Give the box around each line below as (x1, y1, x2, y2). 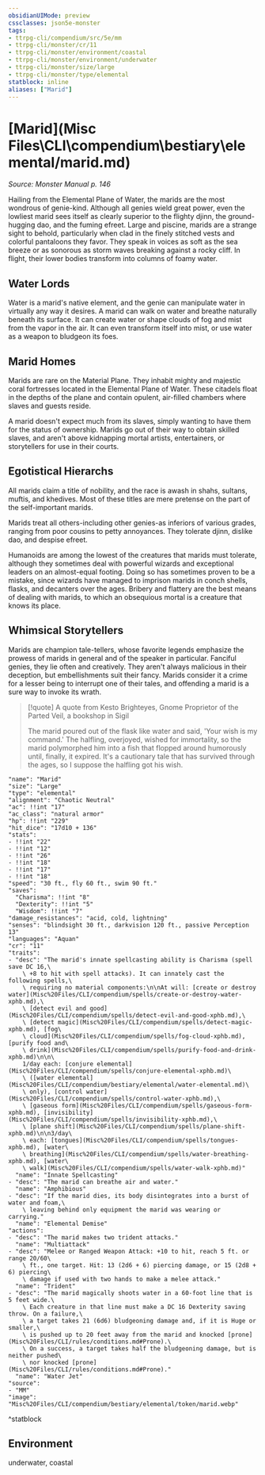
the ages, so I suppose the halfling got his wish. (27, 759, 184, 770)
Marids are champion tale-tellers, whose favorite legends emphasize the (8, 644, 244, 655)
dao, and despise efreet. (8, 535, 89, 544)
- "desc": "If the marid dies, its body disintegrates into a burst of (8, 1192, 249, 1200)
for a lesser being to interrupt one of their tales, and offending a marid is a (8, 678, 249, 688)
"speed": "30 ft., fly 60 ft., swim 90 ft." (8, 879, 157, 887)
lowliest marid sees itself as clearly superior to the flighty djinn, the (8, 212, 227, 221)
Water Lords (8, 277, 70, 290)
